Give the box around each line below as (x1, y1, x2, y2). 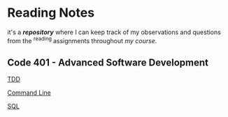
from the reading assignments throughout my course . (7, 35, 157, 45)
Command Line (7, 88, 51, 97)
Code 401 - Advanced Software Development (7, 56, 208, 68)
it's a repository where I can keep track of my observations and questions (7, 28, 222, 36)
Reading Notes (7, 5, 95, 21)
